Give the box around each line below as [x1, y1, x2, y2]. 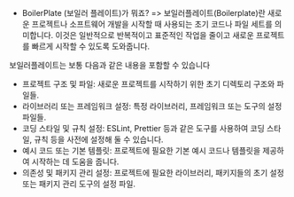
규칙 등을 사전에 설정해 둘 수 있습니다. [34, 134, 164, 145]
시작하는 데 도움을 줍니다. [31, 156, 120, 167]
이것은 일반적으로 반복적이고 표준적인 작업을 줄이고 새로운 [55, 30, 254, 40]
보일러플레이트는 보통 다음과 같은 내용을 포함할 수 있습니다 [9, 60, 211, 70]
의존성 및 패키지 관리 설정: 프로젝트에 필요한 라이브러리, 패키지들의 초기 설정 [21, 168, 285, 177]
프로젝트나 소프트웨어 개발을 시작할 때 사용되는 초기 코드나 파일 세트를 [31, 19, 273, 29]
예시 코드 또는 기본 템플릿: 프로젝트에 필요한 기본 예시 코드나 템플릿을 [21, 146, 261, 155]
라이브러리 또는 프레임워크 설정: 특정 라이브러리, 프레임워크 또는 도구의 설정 [21, 101, 282, 111]
